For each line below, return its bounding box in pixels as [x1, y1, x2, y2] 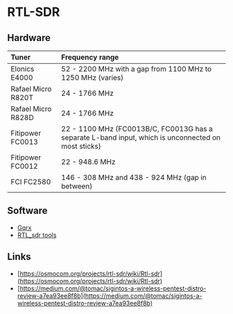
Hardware [7, 32, 51, 44]
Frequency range [61, 53, 119, 62]
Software [7, 205, 48, 217]
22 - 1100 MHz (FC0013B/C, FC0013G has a [61, 124, 213, 133]
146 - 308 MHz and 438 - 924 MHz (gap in [61, 173, 207, 182]
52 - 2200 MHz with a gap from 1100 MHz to [61, 64, 212, 74]
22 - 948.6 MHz [61, 157, 116, 167]
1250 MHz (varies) [61, 73, 124, 82]
